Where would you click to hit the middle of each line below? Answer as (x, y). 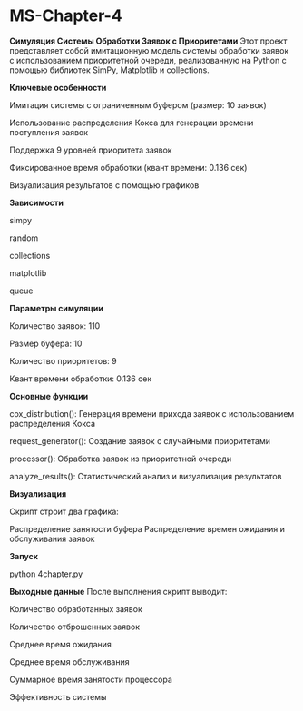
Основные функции (49, 396)
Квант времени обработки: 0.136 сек (81, 379)
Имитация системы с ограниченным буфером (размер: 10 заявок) (138, 104)
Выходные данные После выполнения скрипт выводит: (118, 591)
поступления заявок (49, 132)
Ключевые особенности (58, 87)
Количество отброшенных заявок (75, 627)
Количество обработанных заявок (76, 608)
